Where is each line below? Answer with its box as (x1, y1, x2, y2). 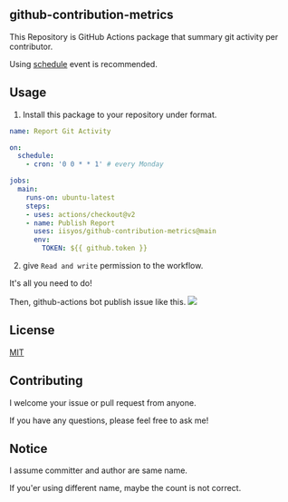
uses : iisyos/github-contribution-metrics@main (33, 227, 217, 236)
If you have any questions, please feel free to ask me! (9, 415, 209, 426)
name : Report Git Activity (9, 126, 111, 135)
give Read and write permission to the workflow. (22, 261, 204, 271)
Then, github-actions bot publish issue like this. (9, 297, 187, 307)
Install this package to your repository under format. (22, 109, 217, 120)
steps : (25, 202, 51, 211)
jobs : (9, 176, 30, 185)
